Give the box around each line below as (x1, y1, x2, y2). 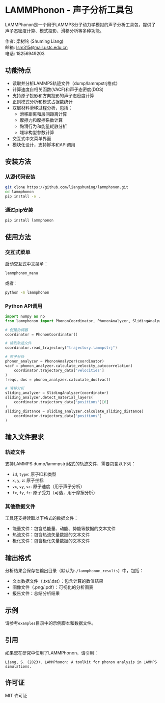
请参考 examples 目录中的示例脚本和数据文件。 (5, 620, 96, 626)
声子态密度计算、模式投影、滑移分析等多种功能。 (5, 28, 104, 33)
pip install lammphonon (5, 218, 54, 223)
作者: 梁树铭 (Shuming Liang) (5, 38, 64, 44)
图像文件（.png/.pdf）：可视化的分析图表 (12, 584, 94, 590)
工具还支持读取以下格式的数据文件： (5, 515, 79, 521)
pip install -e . (5, 194, 41, 199)
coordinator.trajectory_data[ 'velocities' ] (14, 368, 105, 373)
